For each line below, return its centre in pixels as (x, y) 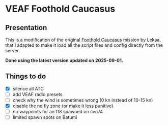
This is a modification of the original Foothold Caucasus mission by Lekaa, (83, 40)
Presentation (26, 28)
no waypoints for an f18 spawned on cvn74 (58, 112)
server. (13, 51)
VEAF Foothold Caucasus (60, 9)
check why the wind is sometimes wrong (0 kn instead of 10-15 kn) (83, 100)
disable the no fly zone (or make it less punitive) (63, 106)
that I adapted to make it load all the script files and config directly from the (84, 45)
